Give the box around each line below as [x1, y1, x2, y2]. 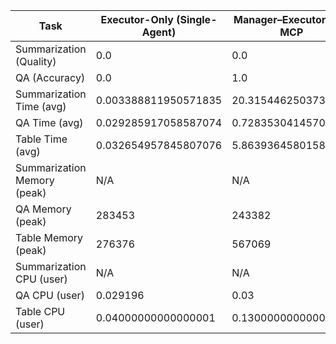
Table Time [15, 132, 68, 146]
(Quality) [15, 55, 57, 68]
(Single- [176, 13, 218, 26]
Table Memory [15, 231, 84, 244]
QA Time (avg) [15, 116, 84, 129]
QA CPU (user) [15, 289, 85, 302]
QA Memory [15, 202, 72, 216]
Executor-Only [100, 13, 174, 26]
